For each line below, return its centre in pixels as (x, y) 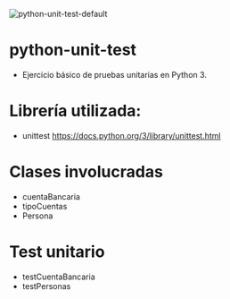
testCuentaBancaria (58, 277)
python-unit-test (73, 50)
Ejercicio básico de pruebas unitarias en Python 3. (115, 74)
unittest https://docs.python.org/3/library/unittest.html (121, 135)
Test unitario (57, 252)
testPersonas (46, 286)
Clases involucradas (86, 172)
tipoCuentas (45, 206)
